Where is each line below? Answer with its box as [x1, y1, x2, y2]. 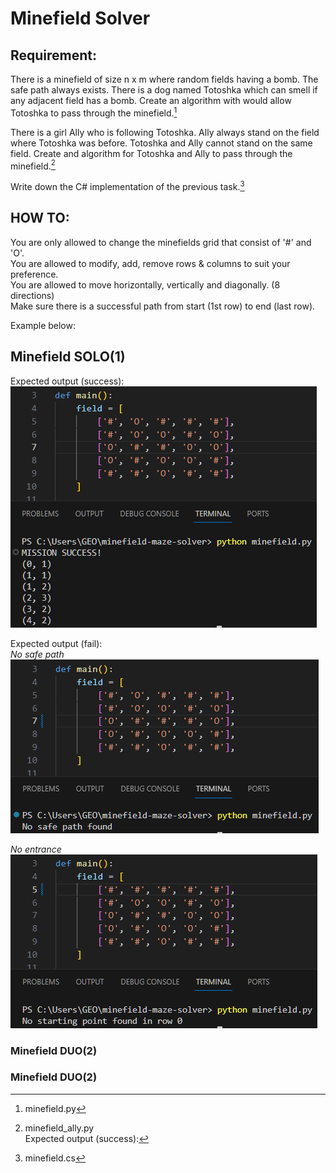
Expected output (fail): [10, 637, 103, 649]
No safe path [10, 648, 65, 660]
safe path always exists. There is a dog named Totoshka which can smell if [10, 84, 318, 96]
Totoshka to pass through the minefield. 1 [10, 105, 178, 119]
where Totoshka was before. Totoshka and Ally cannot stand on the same [10, 137, 313, 149]
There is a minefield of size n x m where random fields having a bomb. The [10, 73, 319, 85]
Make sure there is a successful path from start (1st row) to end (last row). [10, 300, 316, 312]
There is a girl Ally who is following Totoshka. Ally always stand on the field [10, 126, 320, 138]
